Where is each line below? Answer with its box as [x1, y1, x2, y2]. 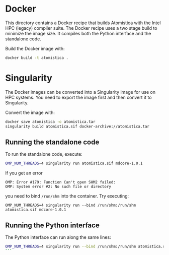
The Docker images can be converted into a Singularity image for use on [5, 89, 156, 95]
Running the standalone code [5, 138, 100, 146]
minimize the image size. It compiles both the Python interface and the [5, 30, 151, 36]
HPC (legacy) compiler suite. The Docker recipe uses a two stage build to [5, 25, 157, 31]
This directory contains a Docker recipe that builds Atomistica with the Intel [5, 20, 161, 26]
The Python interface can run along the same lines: [5, 234, 112, 240]
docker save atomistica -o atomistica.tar [5, 119, 96, 124]
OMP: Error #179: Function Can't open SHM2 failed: [5, 180, 116, 185]
